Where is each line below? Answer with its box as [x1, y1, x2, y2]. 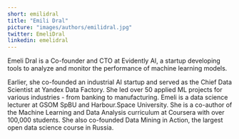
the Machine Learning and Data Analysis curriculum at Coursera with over [7, 108, 225, 117]
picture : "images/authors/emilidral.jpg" [7, 24, 133, 31]
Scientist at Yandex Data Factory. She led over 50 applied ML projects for [7, 86, 223, 94]
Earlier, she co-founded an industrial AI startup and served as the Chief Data [7, 78, 233, 86]
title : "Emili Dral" [7, 17, 69, 24]
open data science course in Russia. [7, 123, 114, 132]
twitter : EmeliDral [7, 30, 66, 38]
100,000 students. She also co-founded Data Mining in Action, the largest [7, 115, 223, 125]
